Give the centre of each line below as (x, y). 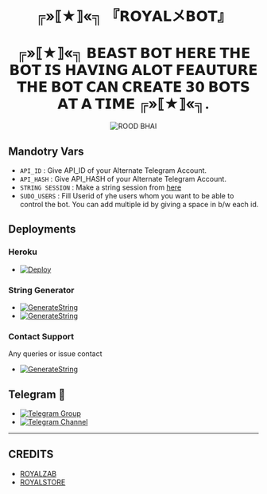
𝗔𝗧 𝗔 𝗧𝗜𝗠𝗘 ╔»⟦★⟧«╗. (133, 104)
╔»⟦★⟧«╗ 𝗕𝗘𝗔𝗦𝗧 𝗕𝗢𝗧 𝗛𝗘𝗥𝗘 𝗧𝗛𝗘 (133, 53)
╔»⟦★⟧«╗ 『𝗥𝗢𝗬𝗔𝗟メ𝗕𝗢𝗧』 (133, 16)
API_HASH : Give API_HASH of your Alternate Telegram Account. (123, 178)
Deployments (42, 229)
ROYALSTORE (43, 482)
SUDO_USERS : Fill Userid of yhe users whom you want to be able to (127, 195)
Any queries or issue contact (55, 354)
